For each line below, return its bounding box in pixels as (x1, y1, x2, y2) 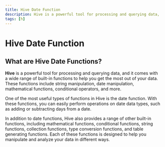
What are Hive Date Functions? (5, 57, 102, 66)
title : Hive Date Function (5, 7, 61, 12)
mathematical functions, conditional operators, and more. (5, 86, 122, 92)
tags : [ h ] (5, 16, 26, 21)
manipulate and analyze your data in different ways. (5, 137, 110, 143)
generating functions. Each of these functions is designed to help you (5, 131, 147, 137)
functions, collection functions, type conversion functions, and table (5, 126, 144, 132)
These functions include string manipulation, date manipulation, (5, 81, 134, 87)
